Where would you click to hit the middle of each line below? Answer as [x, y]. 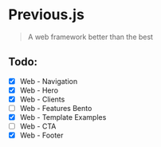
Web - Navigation [49, 81]
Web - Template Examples [63, 117]
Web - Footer [41, 135]
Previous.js [47, 15]
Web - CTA [38, 126]
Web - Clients [42, 99]
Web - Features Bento [56, 108]
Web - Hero [39, 90]
